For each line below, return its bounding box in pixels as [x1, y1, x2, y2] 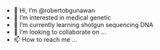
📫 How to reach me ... [13, 36, 77, 43]
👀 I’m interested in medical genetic [13, 14, 111, 22]
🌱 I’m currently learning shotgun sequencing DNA [13, 21, 154, 28]
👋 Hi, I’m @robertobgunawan [13, 7, 96, 14]
